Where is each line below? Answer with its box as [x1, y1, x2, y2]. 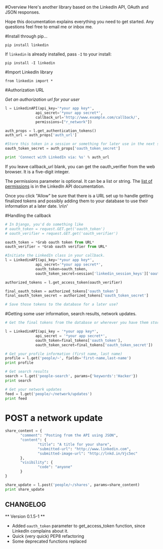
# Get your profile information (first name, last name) [5, 351, 123, 356]
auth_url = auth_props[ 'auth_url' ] [5, 133, 77, 138]
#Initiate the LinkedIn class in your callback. [5, 253, 105, 258]
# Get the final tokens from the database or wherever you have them [5, 320, 149, 325]
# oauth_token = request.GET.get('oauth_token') [5, 226, 105, 231]
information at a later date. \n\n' [5, 203, 68, 209]
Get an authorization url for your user [5, 97, 80, 102]
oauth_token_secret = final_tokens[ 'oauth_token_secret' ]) [35, 342, 153, 347]
